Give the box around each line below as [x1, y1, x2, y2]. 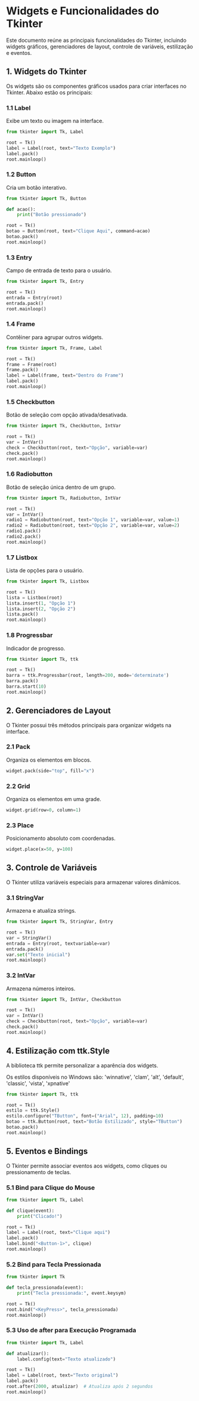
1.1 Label [6, 103, 31, 112]
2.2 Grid [6, 782, 30, 790]
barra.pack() [6, 678, 39, 684]
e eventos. [6, 49, 32, 56]
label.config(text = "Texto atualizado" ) [17, 1356, 116, 1362]
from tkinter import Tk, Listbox [6, 578, 89, 584]
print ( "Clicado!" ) [17, 1213, 63, 1219]
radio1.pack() [6, 528, 42, 534]
